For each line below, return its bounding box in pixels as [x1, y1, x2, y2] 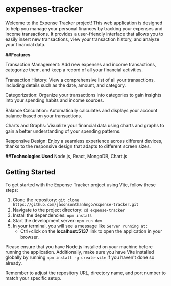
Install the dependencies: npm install [12, 212, 92, 218]
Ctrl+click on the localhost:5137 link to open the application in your [20, 228, 162, 235]
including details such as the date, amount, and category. [5, 82, 126, 88]
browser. [20, 233, 39, 240]
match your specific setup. [5, 275, 62, 281]
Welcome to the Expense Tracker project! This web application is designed [5, 20, 162, 26]
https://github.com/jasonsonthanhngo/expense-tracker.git [12, 202, 139, 207]
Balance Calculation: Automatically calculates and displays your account [5, 107, 158, 113]
